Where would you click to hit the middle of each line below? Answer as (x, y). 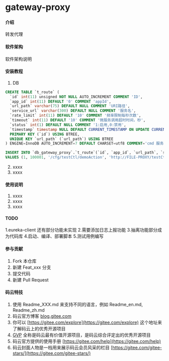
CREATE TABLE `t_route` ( (32, 92)
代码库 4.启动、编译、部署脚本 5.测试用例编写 (57, 236)
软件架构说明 (18, 59)
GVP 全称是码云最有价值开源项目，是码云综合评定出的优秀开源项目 (81, 335)
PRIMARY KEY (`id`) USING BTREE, (45, 134)
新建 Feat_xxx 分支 (32, 267)
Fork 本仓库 (24, 261)
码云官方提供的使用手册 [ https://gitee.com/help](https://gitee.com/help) (87, 341)
